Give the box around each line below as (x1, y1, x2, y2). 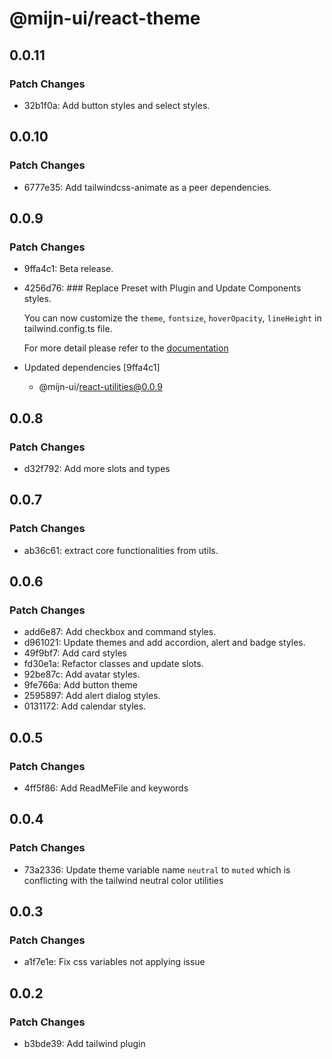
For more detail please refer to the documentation (23, 342, 229, 354)
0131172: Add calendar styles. (23, 700, 147, 712)
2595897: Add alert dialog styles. (23, 690, 161, 702)
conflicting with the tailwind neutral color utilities (23, 874, 224, 886)
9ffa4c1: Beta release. (23, 263, 114, 275)
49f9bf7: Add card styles (23, 647, 127, 659)
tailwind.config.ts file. (23, 323, 113, 335)
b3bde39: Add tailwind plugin (23, 1038, 146, 1050)
